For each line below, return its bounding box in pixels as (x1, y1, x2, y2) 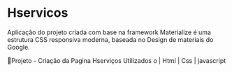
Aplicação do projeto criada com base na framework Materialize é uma (7, 28, 212, 36)
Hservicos (7, 5, 68, 21)
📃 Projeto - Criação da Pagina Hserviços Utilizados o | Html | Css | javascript (7, 56, 226, 64)
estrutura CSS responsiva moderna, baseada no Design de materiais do (7, 35, 214, 43)
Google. (7, 43, 30, 51)
